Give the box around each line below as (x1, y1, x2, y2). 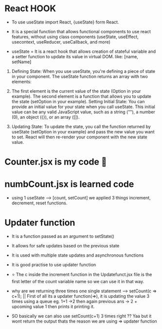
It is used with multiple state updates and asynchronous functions (11, 252, 144, 258)
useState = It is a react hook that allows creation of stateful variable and (11, 48, 156, 54)
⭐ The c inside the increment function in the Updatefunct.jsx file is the (11, 272, 152, 277)
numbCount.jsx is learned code (4, 179, 134, 190)
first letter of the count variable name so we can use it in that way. (11, 279, 144, 284)
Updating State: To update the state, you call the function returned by (11, 123, 151, 130)
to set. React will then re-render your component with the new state (11, 134, 148, 140)
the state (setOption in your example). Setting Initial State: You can (11, 98, 145, 104)
